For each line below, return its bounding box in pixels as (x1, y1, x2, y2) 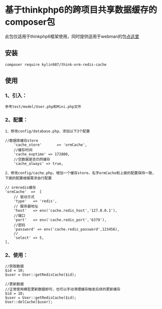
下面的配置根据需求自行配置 (5, 175, 52, 181)
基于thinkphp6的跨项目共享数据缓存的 (5, 4, 157, 15)
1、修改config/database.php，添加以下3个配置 (5, 129, 90, 134)
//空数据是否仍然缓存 (13, 157, 51, 162)
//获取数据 (5, 264, 24, 269)
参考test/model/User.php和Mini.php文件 (5, 105, 81, 109)
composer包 (5, 16, 55, 28)
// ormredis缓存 (5, 185, 36, 190)
